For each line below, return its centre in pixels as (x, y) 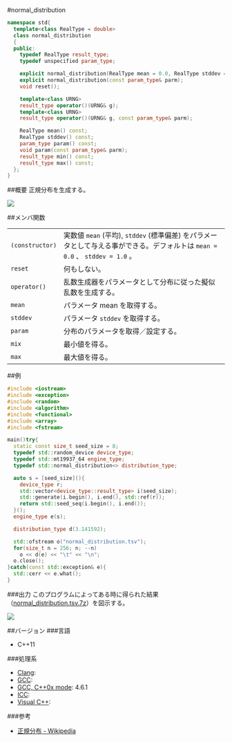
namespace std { (29, 23)
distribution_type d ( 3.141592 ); (60, 529)
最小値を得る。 (88, 344)
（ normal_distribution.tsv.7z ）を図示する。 (68, 603)
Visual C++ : (34, 702)
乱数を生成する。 (91, 293)
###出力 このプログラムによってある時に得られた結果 (83, 594)
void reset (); (40, 86)
